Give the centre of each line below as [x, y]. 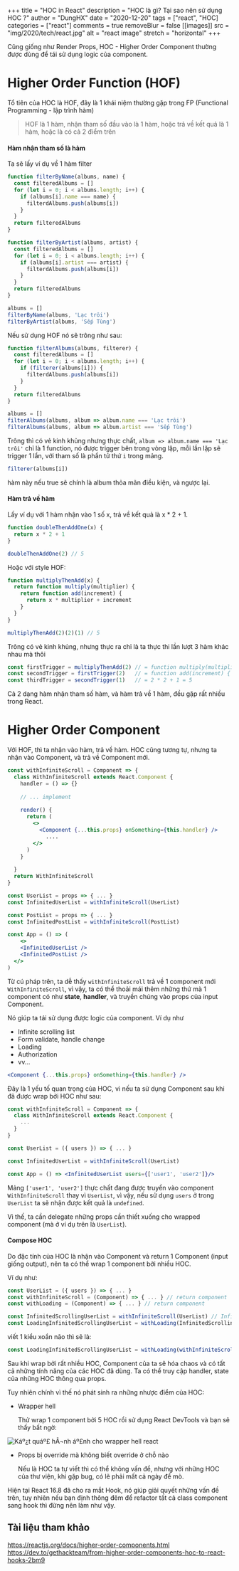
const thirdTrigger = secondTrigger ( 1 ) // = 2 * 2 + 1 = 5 [100, 680]
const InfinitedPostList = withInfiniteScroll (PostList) [94, 922]
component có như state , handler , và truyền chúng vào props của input [113, 996]
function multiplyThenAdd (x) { [54, 580]
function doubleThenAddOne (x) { [55, 528]
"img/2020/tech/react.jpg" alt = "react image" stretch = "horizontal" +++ [114, 33]
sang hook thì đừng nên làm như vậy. [62, 1505]
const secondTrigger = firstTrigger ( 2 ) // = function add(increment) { [119, 674]
